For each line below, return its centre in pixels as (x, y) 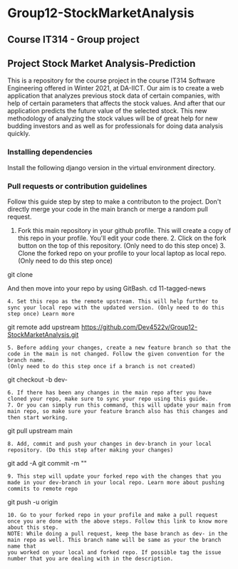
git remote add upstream (44, 327)
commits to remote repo (43, 489)
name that (22, 546)
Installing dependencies (50, 152)
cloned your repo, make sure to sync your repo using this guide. (108, 399)
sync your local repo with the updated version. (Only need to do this (116, 308)
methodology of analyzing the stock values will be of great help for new (113, 118)
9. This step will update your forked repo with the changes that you (114, 476)
